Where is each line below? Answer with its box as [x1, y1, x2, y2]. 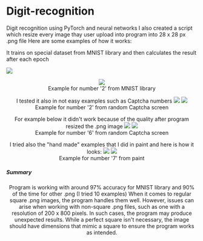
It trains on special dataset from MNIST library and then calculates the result [6, 49, 197, 56]
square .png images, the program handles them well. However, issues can [9, 196, 195, 204]
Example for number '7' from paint [59, 154, 145, 161]
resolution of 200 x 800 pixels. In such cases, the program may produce [12, 209, 192, 217]
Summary [6, 168, 32, 175]
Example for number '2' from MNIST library [48, 84, 156, 92]
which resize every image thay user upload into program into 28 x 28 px [6, 30, 186, 38]
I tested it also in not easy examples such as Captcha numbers [16, 97, 173, 104]
